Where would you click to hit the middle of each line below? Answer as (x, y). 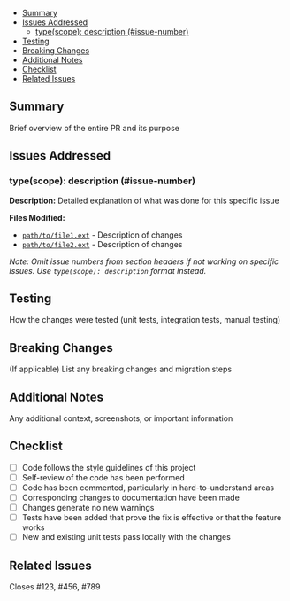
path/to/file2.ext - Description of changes (102, 244)
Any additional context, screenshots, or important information (121, 418)
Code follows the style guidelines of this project (109, 467)
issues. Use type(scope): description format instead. (108, 270)
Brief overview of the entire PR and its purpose (94, 128)
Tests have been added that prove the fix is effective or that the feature (152, 518)
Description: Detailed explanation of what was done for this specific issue (145, 200)
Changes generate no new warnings (88, 507)
